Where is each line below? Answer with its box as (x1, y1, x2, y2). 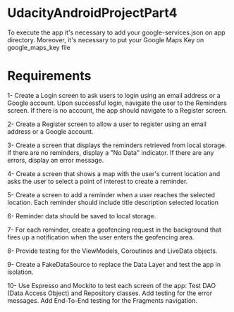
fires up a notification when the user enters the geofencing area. (7, 232, 195, 241)
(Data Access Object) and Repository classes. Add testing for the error (7, 289, 213, 297)
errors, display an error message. (7, 156, 104, 164)
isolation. (7, 268, 34, 276)
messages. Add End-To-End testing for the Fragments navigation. (7, 296, 197, 304)
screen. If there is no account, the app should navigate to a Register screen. (7, 106, 228, 114)
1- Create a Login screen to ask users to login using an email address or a (7, 91, 221, 99)
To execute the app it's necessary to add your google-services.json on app (7, 28, 226, 37)
